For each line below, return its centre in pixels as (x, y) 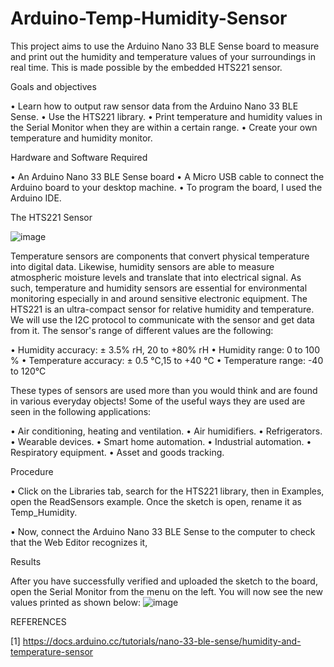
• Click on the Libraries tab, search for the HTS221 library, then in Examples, (167, 491)
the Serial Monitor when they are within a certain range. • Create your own (164, 127)
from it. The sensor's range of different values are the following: (142, 330)
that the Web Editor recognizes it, (79, 542)
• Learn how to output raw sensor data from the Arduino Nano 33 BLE (154, 106)
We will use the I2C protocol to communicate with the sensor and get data (162, 319)
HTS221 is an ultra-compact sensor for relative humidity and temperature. (162, 309)
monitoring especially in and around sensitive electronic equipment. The (159, 298)
